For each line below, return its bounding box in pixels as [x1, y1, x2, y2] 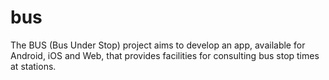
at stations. [10, 60, 57, 72]
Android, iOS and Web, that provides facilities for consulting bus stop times [10, 49, 320, 61]
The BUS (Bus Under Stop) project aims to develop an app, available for [10, 39, 306, 51]
